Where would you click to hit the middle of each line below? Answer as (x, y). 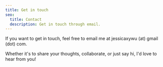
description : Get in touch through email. (55, 24)
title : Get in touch (27, 10)
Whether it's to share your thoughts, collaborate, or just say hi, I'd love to (81, 54)
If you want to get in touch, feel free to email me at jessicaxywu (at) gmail (82, 39)
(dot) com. (16, 44)
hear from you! (21, 59)
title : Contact (26, 19)
